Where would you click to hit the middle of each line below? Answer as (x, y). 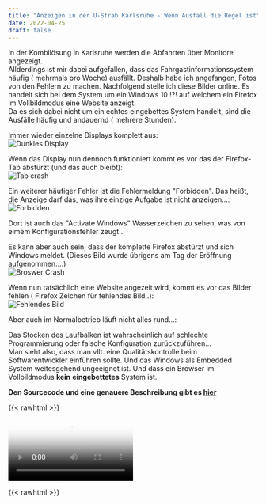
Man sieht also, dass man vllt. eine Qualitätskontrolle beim (103, 352)
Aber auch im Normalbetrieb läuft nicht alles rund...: (93, 320)
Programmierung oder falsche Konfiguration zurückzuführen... (110, 343)
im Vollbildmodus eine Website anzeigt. (72, 103)
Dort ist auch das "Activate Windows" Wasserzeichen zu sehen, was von (127, 223)
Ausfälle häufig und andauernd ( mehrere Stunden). (92, 120)
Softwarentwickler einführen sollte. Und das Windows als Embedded (120, 360)
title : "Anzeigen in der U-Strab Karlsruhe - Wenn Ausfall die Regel (125, 15)
